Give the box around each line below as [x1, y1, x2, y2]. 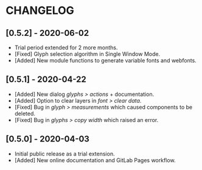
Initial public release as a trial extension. [14, 150, 115, 157]
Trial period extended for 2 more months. [14, 44, 118, 51]
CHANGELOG [5, 4, 74, 18]
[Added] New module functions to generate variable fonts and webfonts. [14, 57, 197, 64]
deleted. [14, 110, 36, 117]
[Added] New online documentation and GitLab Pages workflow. [14, 156, 176, 164]
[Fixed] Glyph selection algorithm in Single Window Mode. [14, 50, 161, 58]
